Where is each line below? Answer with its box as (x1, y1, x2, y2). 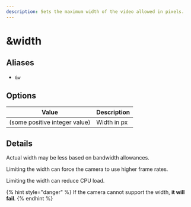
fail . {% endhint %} (6, 195, 53, 202)
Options (6, 91, 37, 101)
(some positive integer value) (9, 118, 91, 126)
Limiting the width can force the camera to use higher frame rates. (6, 165, 168, 173)
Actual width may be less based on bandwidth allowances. (6, 154, 149, 161)
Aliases (6, 58, 34, 68)
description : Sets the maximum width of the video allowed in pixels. (6, 8, 184, 15)
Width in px (96, 118, 128, 126)
